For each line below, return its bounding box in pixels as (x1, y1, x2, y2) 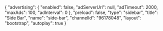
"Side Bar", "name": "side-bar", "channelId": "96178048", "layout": (4, 15, 141, 20)
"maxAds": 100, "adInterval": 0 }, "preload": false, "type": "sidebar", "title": (4, 9, 158, 15)
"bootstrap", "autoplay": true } (4, 20, 66, 26)
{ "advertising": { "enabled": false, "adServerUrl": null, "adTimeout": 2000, (4, 4, 158, 10)
